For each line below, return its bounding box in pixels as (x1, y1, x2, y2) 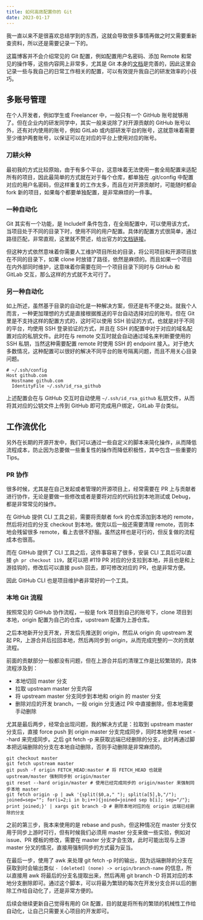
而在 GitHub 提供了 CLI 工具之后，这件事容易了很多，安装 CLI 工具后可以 (6, 549, 187, 556)
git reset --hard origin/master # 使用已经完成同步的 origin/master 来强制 (6, 780, 190, 786)
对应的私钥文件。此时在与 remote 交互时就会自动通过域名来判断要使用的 (11, 332, 192, 340)
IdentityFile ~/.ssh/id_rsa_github (11, 383, 101, 389)
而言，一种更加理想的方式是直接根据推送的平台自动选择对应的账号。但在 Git (6, 310, 195, 317)
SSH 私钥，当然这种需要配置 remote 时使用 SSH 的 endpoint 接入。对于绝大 (6, 340, 195, 347)
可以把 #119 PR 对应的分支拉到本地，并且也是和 (72, 556, 190, 563)
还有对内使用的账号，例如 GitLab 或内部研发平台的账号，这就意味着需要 (16, 126, 195, 134)
